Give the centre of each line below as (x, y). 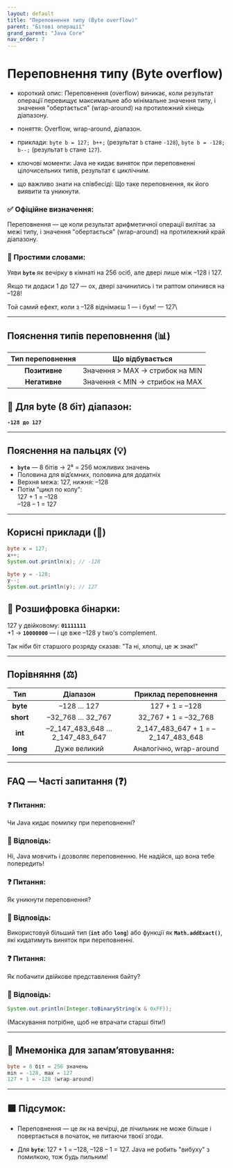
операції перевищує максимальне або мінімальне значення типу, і (116, 101)
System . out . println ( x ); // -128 (54, 561)
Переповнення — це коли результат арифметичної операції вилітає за (112, 225)
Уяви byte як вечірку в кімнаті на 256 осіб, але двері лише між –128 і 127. (115, 273)
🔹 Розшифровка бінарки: (64, 609)
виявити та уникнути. (49, 191)
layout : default (31, 14)
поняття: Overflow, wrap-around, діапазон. (79, 129)
